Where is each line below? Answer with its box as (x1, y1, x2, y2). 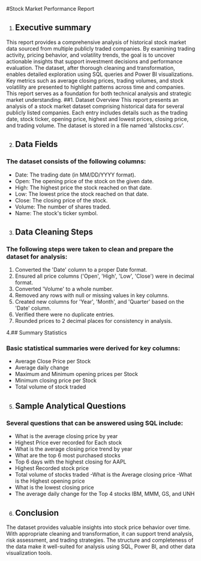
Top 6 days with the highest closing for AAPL (14, 458, 127, 466)
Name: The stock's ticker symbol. (14, 209, 98, 216)
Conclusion (14, 507, 59, 518)
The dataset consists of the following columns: (6, 157, 146, 166)
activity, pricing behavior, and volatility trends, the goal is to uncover (6, 51, 175, 58)
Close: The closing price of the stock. (14, 196, 108, 204)
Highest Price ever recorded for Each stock (14, 439, 122, 447)
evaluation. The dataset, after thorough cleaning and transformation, (6, 64, 175, 71)
